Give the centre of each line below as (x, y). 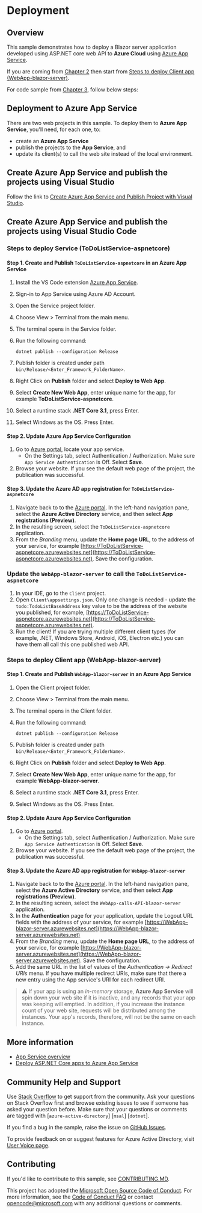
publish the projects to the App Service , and (70, 147)
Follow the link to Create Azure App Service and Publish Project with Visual (100, 197)
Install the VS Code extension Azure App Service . (77, 283)
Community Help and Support (64, 1082)
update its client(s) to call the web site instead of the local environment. (104, 153)
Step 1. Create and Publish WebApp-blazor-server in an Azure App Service (99, 674)
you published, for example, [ (52, 612)
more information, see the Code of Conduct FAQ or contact (80, 1197)
